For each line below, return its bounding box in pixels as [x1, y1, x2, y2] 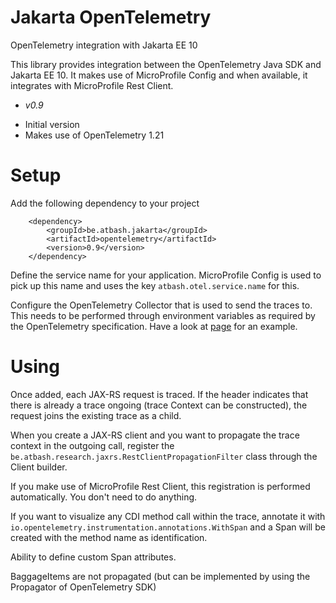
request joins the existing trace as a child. [10, 409, 182, 421]
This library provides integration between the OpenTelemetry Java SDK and [10, 58, 322, 70]
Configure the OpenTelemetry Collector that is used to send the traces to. [10, 299, 313, 311]
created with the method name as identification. [10, 531, 208, 543]
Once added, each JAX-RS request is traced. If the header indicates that [10, 388, 309, 400]
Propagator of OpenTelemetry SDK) [10, 581, 157, 593]
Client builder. [10, 461, 68, 473]
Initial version [24, 118, 80, 130]
